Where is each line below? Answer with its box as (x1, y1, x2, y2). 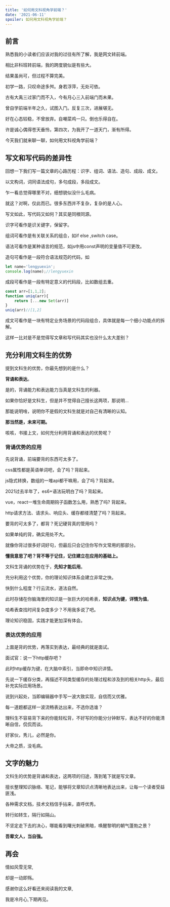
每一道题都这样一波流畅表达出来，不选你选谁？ (5, 704, 103, 710)
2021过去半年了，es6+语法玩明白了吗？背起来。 (5, 488, 106, 494)
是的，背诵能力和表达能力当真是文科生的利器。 (5, 386, 103, 392)
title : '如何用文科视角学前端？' (5, 7, 67, 13)
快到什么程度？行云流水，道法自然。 (5, 585, 81, 591)
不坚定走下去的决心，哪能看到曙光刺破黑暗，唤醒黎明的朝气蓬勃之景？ (5, 822, 152, 829)
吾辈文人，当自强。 (5, 834, 46, 840)
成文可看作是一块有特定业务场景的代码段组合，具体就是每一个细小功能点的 (5, 318, 160, 324)
